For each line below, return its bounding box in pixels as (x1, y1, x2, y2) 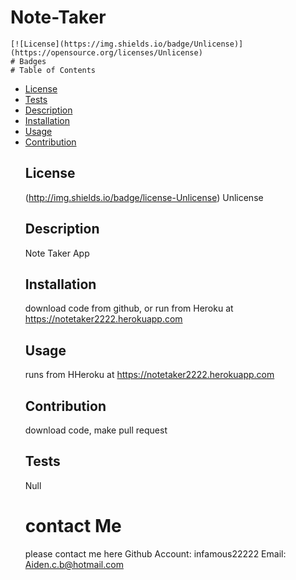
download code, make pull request (24, 424, 168, 436)
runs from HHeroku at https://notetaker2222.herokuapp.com (24, 369, 275, 381)
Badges (19, 56, 47, 66)
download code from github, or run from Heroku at (24, 302, 234, 315)
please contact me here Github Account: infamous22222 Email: (24, 547, 287, 560)
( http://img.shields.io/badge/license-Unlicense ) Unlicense (24, 191, 264, 203)
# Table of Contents (10, 65, 97, 75)
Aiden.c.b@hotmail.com (24, 558, 124, 570)
